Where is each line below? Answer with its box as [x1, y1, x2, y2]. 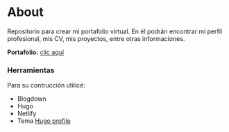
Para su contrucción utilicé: [7, 81, 85, 90]
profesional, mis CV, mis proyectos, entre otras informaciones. [7, 34, 185, 42]
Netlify [17, 109, 37, 118]
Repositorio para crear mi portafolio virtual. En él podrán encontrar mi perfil [7, 27, 223, 35]
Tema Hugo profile [17, 117, 71, 125]
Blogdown [17, 94, 46, 103]
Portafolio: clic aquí [7, 48, 65, 56]
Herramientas [7, 65, 55, 75]
